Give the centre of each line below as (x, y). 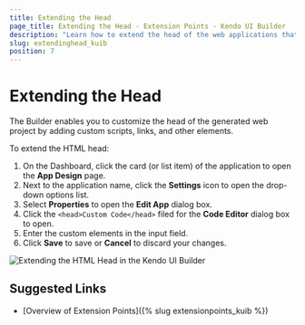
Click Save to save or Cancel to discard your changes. (124, 243)
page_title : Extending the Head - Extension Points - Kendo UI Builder (148, 26)
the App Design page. (64, 176)
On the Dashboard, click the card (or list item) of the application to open (157, 166)
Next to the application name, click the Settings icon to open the (143, 186)
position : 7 (32, 52)
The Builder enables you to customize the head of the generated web (139, 121)
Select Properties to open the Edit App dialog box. (118, 205)
